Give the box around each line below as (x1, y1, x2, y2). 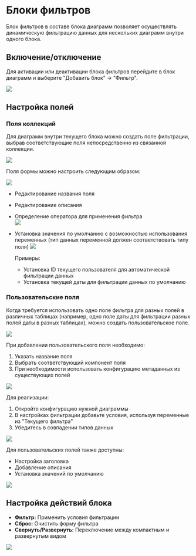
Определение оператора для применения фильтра (14, 213, 143, 220)
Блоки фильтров (6, 4, 91, 17)
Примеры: (14, 255, 40, 262)
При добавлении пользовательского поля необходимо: (6, 341, 146, 348)
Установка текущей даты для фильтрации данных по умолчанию (23, 279, 186, 286)
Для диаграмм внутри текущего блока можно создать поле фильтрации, (6, 133, 190, 140)
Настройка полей (6, 102, 74, 112)
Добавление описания (14, 464, 72, 471)
